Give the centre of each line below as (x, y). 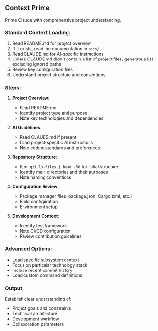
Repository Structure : (34, 157)
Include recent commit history (42, 270)
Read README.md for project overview (52, 43)
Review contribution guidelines (50, 236)
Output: (14, 288)
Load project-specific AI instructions (56, 143)
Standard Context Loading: (38, 32)
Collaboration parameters (38, 324)
